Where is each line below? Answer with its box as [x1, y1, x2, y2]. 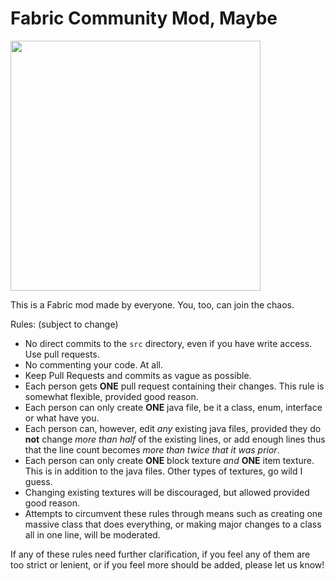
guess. [24, 475, 53, 487]
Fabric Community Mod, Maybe [10, 7, 278, 30]
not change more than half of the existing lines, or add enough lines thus [24, 433, 326, 445]
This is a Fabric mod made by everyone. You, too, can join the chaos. [10, 298, 295, 311]
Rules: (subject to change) [10, 318, 119, 330]
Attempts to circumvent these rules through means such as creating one [24, 507, 323, 519]
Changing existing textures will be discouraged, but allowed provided [24, 486, 310, 498]
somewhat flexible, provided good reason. [24, 390, 199, 402]
